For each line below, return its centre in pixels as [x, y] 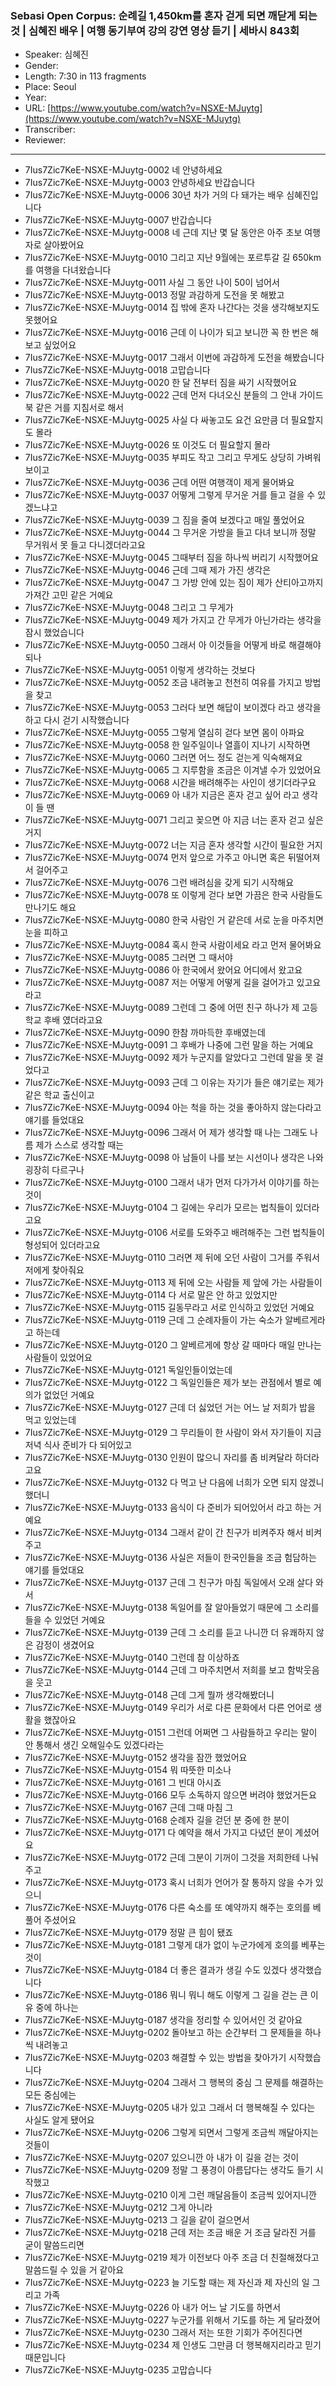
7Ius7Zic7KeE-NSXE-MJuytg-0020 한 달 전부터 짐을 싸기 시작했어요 [161, 383]
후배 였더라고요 [73, 1020]
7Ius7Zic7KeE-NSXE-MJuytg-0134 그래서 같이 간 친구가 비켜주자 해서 [164, 1533]
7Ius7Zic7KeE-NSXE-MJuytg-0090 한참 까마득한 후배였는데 [145, 1033]
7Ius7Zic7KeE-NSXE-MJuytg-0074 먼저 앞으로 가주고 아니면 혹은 [155, 858]
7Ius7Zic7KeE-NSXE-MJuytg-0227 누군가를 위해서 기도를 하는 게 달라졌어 [172, 2320]
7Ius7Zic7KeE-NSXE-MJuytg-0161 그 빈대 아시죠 [123, 1783]
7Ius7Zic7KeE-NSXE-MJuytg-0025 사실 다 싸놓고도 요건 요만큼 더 [156, 420]
